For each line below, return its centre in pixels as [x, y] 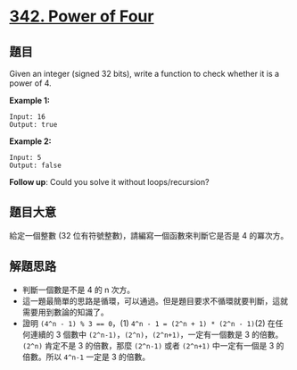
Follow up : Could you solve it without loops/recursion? [109, 182]
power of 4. [30, 83]
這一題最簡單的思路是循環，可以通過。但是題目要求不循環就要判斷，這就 [155, 300]
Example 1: [30, 101]
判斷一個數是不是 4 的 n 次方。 [78, 290]
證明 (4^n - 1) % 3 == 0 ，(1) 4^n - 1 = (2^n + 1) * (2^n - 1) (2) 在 [149, 323]
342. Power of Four [82, 17]
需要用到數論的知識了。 [65, 312]
